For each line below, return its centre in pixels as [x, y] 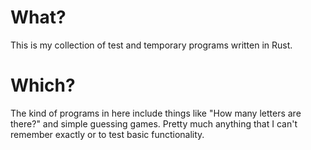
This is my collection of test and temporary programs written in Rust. [151, 45]
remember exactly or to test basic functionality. [107, 134]
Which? [43, 85]
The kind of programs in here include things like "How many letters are [156, 113]
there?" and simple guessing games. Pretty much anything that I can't [154, 123]
